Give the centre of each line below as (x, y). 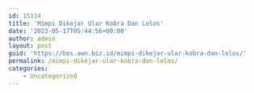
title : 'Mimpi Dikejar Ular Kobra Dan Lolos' (86, 23)
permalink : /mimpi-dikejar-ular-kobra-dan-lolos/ (94, 61)
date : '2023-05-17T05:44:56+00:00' (68, 31)
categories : (28, 69)
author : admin (32, 38)
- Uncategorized (50, 76)
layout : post (30, 46)
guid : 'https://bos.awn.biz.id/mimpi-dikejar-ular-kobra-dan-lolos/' (128, 53)
